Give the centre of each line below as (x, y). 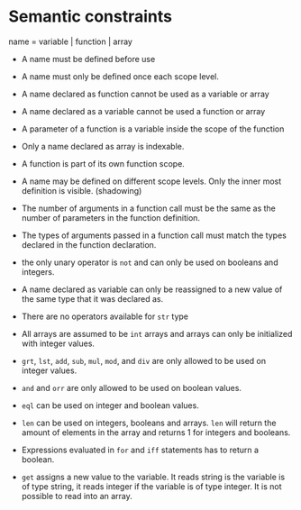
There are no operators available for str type (105, 316)
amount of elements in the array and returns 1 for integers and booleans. (156, 432)
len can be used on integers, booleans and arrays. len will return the (149, 423)
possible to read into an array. (77, 496)
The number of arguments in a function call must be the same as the (149, 208)
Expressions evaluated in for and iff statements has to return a (140, 450)
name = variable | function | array (70, 41)
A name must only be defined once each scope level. (120, 76)
